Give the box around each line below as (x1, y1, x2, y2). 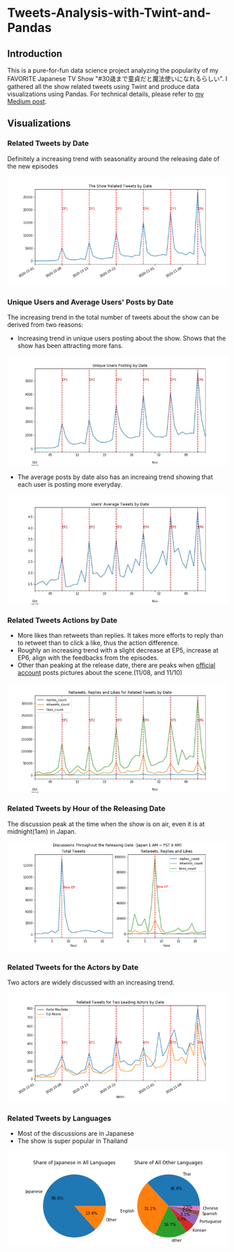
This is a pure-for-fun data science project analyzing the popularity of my (7, 67, 219, 74)
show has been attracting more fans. (17, 341, 124, 349)
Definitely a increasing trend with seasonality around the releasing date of (7, 154, 220, 162)
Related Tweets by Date (7, 139, 89, 148)
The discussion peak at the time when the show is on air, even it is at (7, 819, 205, 828)
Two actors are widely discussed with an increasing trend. (7, 978, 175, 987)
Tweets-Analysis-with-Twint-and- (7, 5, 212, 21)
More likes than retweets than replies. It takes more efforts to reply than (17, 632, 224, 640)
